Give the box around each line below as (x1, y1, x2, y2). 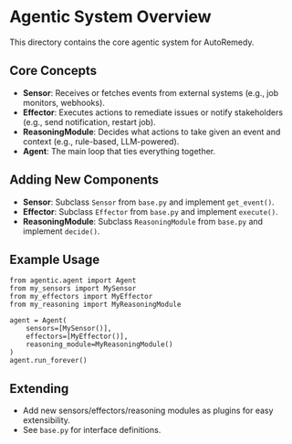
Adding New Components (9, 172, 160, 188)
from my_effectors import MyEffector (9, 292, 153, 301)
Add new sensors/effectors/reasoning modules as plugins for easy (22, 405, 274, 417)
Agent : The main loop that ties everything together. (22, 145, 216, 156)
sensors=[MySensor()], (26, 324, 112, 333)
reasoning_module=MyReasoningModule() (26, 340, 173, 349)
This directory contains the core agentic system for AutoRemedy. (9, 37, 255, 48)
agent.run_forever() (9, 356, 89, 365)
